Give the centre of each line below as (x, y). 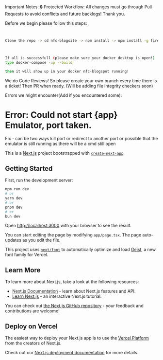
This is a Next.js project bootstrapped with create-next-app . (65, 153)
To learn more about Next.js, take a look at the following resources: (72, 282)
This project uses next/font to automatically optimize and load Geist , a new (81, 250)
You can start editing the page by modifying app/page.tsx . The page (73, 235)
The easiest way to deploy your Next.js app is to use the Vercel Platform (77, 338)
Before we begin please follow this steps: (46, 23)
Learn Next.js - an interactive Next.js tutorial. (57, 296)
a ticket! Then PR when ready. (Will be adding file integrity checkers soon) (79, 86)
